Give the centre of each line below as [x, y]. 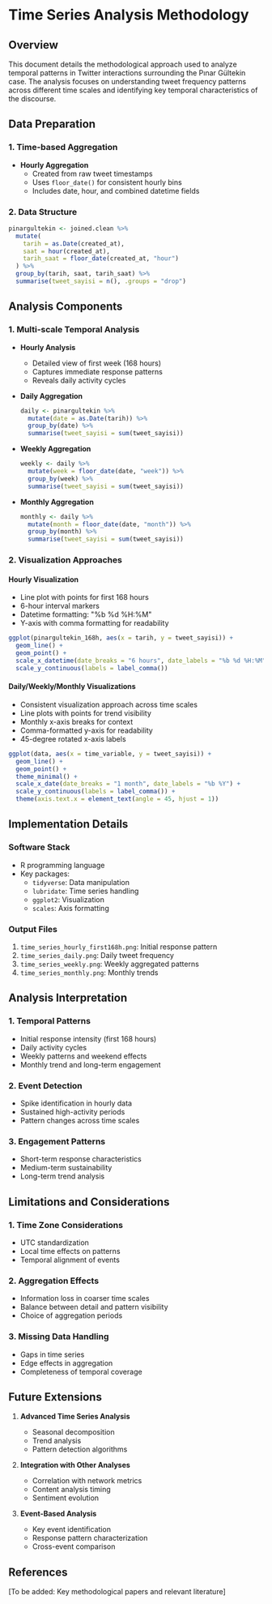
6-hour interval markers [59, 606]
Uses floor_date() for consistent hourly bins [107, 182]
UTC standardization [54, 1243]
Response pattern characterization [90, 1538]
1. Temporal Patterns [50, 1021]
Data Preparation [52, 124]
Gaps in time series [52, 1354]
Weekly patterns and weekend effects [83, 1056]
